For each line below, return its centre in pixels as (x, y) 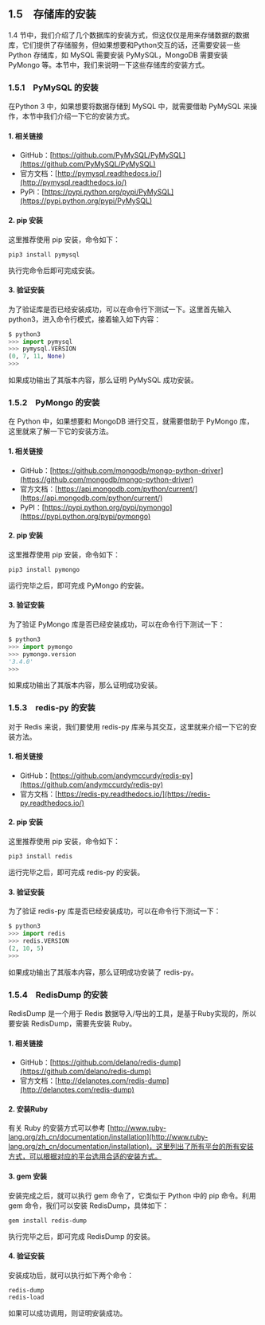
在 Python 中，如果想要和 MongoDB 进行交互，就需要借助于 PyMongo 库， (131, 421)
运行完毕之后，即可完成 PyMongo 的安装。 (78, 585)
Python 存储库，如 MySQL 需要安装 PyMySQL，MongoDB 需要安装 (118, 55)
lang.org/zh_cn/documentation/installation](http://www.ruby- (108, 1137)
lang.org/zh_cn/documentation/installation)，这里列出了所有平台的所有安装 (131, 1147)
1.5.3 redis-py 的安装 (52, 708)
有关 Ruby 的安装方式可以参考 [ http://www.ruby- (88, 1128)
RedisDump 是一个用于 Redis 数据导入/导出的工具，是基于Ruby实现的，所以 (132, 1013)
